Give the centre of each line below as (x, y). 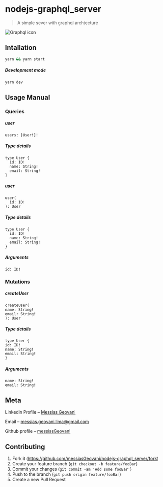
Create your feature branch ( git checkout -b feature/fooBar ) (75, 464)
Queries (15, 111)
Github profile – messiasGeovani (38, 431)
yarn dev (14, 82)
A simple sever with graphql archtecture (57, 23)
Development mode (26, 70)
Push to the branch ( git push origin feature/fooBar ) (67, 474)
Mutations (18, 282)
